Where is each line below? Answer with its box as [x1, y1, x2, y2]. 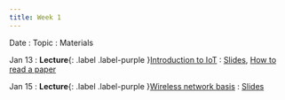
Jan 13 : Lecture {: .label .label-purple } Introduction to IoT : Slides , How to [9, 54, 277, 65]
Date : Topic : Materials [9, 37, 94, 48]
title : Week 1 [9, 12, 62, 22]
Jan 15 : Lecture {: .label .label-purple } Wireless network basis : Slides [9, 81, 265, 91]
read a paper [9, 64, 57, 74]
